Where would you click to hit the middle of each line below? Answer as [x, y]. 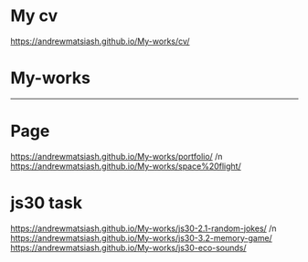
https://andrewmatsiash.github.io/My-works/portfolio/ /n [117, 156]
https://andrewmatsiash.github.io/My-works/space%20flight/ [126, 166]
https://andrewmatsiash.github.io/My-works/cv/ [100, 41]
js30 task [47, 203]
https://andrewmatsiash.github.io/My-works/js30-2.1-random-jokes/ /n [143, 228]
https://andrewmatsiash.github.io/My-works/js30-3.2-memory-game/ [141, 237]
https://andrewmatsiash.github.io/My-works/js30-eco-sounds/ [128, 247]
